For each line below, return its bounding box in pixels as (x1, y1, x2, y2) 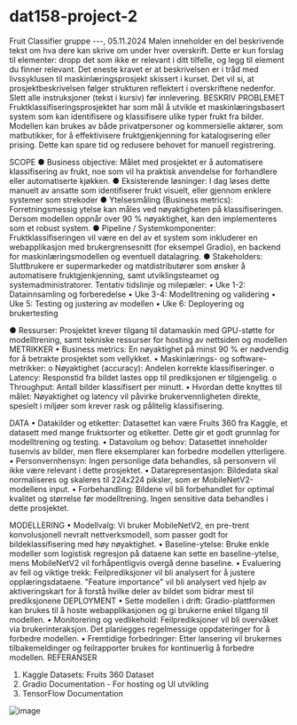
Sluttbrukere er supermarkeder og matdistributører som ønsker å (9, 260, 246, 271)
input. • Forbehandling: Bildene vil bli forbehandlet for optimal (48, 483, 275, 494)
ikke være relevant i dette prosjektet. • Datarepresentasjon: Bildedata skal (9, 465, 279, 475)
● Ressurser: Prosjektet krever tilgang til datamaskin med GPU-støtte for (9, 324, 276, 335)
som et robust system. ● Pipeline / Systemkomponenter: (9, 222, 216, 233)
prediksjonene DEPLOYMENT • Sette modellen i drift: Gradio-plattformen (9, 595, 276, 606)
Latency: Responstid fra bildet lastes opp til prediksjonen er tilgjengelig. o (9, 371, 277, 383)
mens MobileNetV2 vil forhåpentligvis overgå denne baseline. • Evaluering (9, 557, 282, 568)
